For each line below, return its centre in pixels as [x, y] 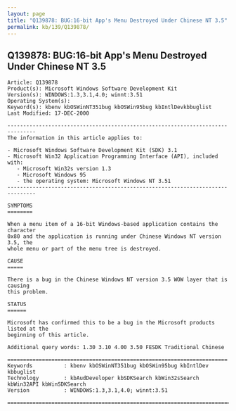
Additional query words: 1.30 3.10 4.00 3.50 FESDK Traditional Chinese [116, 348]
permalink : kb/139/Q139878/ [48, 27]
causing [19, 286]
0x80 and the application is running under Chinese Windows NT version [114, 236]
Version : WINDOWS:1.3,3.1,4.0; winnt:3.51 [88, 391]
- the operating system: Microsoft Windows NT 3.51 [94, 181]
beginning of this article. [48, 335]
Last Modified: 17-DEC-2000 [48, 113]
